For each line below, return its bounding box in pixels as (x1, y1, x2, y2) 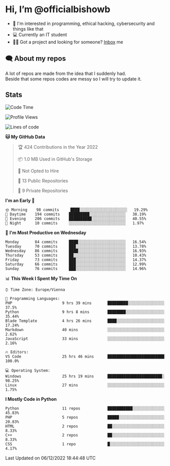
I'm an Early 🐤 (5, 197, 35, 203)
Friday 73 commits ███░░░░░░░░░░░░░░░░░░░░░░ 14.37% (5, 257, 146, 262)
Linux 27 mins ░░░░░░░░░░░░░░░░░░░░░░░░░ (5, 382, 165, 388)
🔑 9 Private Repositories (17, 187, 69, 194)
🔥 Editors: (5, 349, 29, 354)
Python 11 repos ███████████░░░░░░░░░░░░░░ (5, 406, 165, 411)
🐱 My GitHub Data (5, 133, 46, 140)
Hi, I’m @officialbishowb (5, 4, 111, 15)
